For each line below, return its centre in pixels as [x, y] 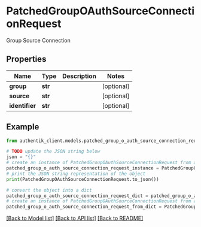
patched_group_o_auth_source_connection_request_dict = [77, 196]
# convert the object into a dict [49, 190]
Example [23, 127]
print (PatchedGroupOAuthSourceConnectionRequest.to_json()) [83, 179]
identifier [22, 105]
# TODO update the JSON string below [53, 152]
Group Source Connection [38, 40]
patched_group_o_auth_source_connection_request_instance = [83, 168]
